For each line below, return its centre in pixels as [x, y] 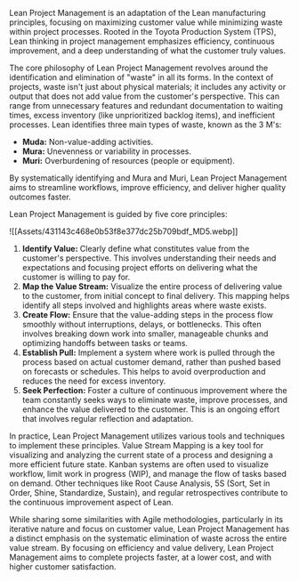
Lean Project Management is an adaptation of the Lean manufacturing [137, 13]
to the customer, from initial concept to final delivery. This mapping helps [156, 296]
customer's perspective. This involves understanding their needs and [149, 258]
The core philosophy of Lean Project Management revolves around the [139, 68]
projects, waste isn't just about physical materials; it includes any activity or [148, 87]
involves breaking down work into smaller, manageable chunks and [145, 334]
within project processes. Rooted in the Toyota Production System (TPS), [143, 32]
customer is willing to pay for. [76, 277]
